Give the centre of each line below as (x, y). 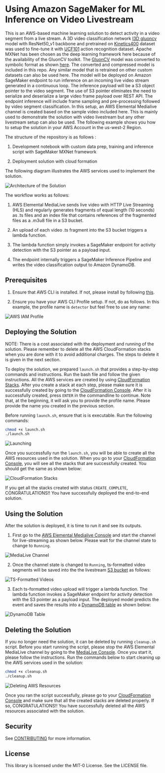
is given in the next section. (33, 359)
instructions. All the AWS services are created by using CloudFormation (78, 379)
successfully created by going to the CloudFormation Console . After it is (78, 390)
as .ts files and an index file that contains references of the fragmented (84, 215)
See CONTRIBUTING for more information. (48, 738)
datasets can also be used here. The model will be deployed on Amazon (78, 75)
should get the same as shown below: (44, 469)
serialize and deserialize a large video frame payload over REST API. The (79, 96)
